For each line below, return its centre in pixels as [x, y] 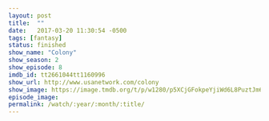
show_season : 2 [34, 60]
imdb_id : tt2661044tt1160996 [57, 75]
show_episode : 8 [35, 68]
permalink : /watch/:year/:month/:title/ [77, 104]
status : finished [37, 45]
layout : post [30, 16]
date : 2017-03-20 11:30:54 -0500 [68, 30]
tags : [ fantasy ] [35, 38]
